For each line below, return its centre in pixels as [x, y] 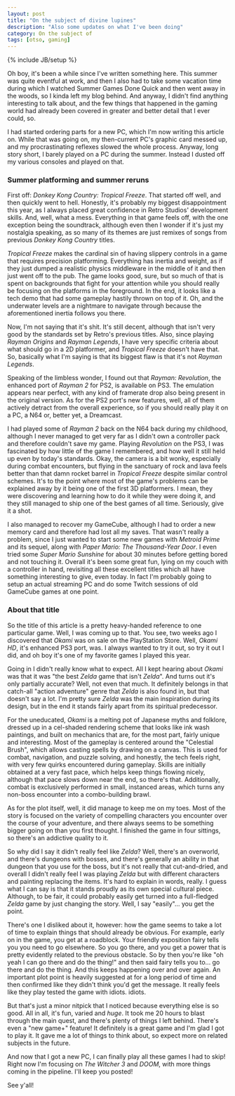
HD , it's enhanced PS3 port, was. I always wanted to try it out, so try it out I [116, 648]
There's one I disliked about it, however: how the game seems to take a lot [115, 925]
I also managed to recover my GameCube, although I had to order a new [112, 525]
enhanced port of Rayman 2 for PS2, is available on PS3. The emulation [111, 385]
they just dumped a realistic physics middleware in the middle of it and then [116, 268]
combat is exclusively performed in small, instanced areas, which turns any [116, 787]
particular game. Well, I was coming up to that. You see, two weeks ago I [112, 632]
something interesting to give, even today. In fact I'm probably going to [109, 577]
